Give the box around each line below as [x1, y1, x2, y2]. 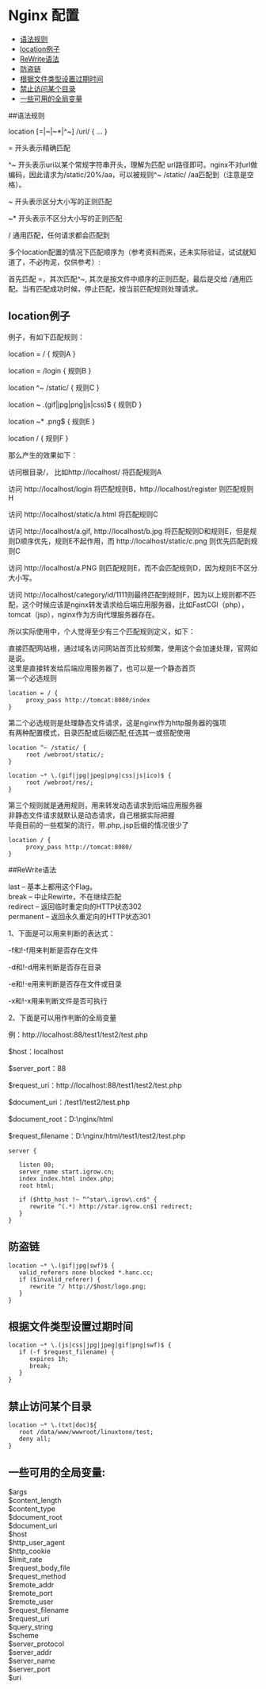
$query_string [8, 1622, 54, 1632]
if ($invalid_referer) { [18, 1275, 101, 1283]
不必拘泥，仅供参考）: [28, 257, 101, 266]
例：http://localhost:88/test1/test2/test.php [8, 1030, 148, 1039]
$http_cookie [8, 1546, 51, 1556]
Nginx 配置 [8, 6, 79, 25]
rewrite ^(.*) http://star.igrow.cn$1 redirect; [28, 1202, 193, 1211]
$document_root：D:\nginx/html [8, 1114, 113, 1123]
